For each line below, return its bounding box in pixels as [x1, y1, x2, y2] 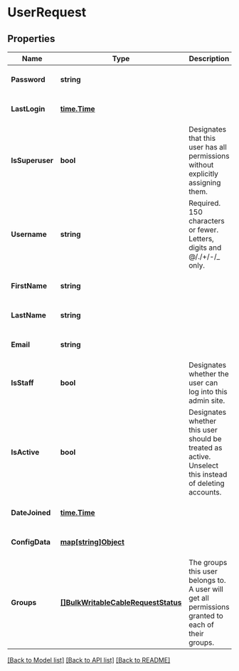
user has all [188, 142, 228, 152]
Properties [7, 33, 55, 45]
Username [11, 229, 48, 239]
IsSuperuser [11, 156, 53, 165]
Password [11, 75, 46, 84]
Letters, [188, 234, 215, 243]
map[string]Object [60, 537, 124, 546]
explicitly [188, 169, 219, 179]
